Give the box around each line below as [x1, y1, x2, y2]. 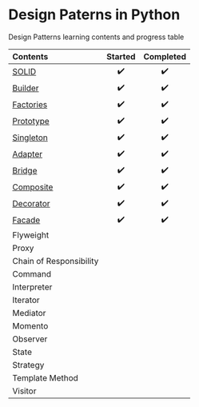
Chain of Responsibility [12, 255, 99, 266]
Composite [12, 182, 54, 193]
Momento [12, 320, 49, 331]
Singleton [12, 132, 48, 143]
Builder [12, 82, 39, 94]
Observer [12, 333, 48, 345]
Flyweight [12, 229, 50, 241]
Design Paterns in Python [8, 6, 181, 24]
